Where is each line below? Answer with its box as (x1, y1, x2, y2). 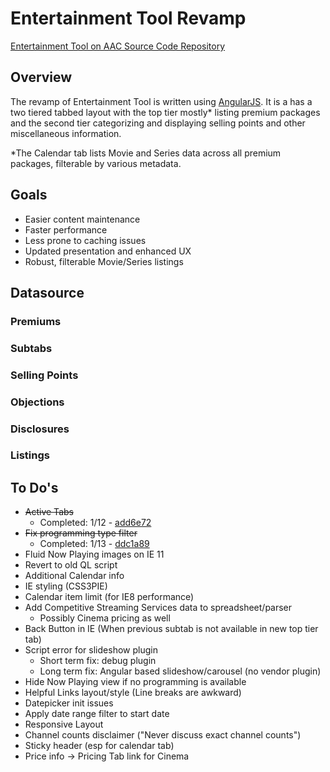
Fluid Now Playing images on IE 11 (24, 548, 165, 561)
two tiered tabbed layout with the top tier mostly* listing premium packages (10, 106, 321, 118)
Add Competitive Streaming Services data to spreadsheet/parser (24, 602, 293, 614)
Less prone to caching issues (24, 234, 147, 246)
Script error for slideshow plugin (24, 644, 158, 656)
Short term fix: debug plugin (39, 655, 157, 667)
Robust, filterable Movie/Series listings (24, 255, 184, 267)
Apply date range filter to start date (24, 708, 170, 720)
